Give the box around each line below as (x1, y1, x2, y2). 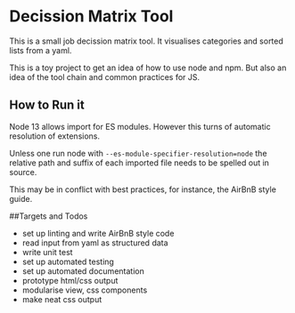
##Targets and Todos (9, 211, 88, 221)
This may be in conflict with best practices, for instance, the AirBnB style (9, 184, 276, 195)
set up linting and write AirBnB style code (21, 228, 175, 238)
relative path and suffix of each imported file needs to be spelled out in (9, 157, 270, 168)
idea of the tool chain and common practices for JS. (9, 71, 201, 82)
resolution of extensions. (9, 131, 101, 141)
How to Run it (9, 98, 85, 113)
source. (9, 166, 37, 177)
